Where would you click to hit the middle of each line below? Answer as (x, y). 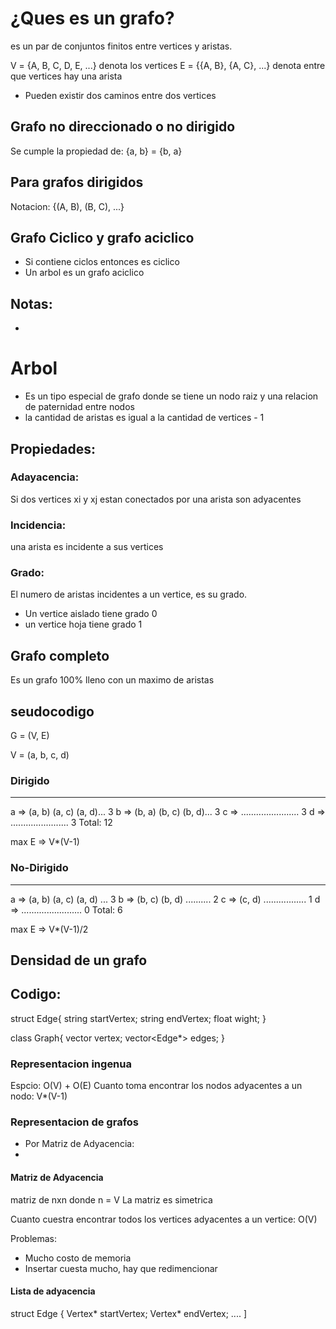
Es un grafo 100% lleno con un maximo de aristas (112, 680)
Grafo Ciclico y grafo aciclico (102, 237)
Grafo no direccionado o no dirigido (123, 127)
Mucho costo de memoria (78, 1258)
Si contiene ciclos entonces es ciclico (102, 262)
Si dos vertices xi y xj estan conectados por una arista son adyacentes (156, 499)
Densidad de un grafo (79, 960)
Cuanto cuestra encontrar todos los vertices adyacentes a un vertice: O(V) (164, 1219)
